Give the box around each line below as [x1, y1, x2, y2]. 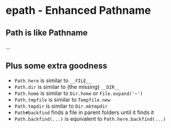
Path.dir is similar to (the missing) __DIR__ [14, 83, 120, 90]
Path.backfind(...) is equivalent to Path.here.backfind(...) [14, 115, 166, 122]
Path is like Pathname [5, 28, 88, 38]
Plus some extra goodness [5, 61, 108, 71]
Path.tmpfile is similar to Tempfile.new [14, 96, 111, 103]
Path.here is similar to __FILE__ [14, 76, 92, 84]
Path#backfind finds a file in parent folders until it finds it [14, 109, 154, 116]
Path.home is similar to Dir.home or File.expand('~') [14, 90, 143, 97]
